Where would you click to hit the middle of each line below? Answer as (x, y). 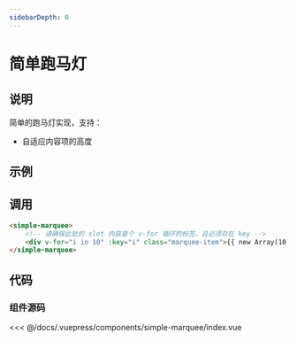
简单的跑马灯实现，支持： (56, 122)
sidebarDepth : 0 (39, 17)
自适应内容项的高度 (57, 141)
